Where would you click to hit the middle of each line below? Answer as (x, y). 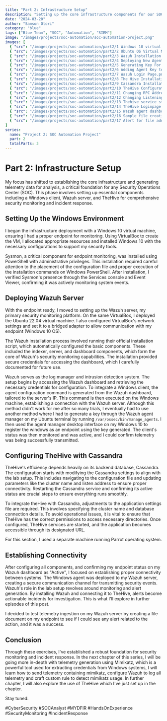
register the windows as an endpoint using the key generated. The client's (81, 430)
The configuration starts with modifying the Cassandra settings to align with (83, 473)
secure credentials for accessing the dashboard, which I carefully (72, 362)
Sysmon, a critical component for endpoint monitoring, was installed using (81, 256)
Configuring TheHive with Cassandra (64, 456)
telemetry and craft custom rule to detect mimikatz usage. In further (75, 678)
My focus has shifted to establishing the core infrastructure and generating (82, 182)
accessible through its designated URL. (45, 530)
